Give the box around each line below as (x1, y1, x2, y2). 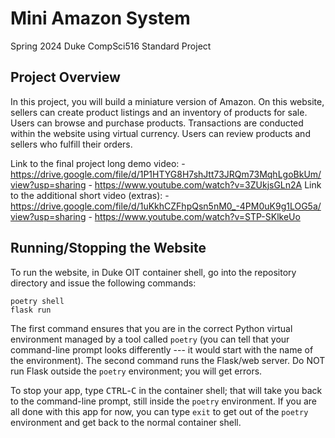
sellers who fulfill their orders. (10, 138, 133, 150)
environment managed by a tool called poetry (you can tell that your (10, 333, 290, 345)
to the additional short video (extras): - (10, 189, 170, 201)
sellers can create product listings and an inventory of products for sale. (10, 106, 308, 118)
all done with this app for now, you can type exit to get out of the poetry (10, 405, 309, 417)
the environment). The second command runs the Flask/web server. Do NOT (10, 354, 326, 366)
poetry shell (10, 296, 65, 306)
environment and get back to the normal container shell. (10, 416, 242, 428)
